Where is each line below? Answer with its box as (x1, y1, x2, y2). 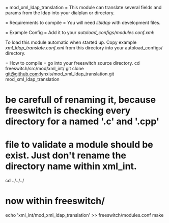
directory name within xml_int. (5, 160, 137, 172)
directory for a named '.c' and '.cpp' (5, 116, 159, 127)
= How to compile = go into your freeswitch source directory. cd (5, 60, 140, 66)
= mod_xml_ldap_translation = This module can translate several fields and (5, 5, 162, 10)
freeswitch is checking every (5, 105, 131, 117)
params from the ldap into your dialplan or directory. (5, 10, 115, 16)
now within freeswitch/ (5, 196, 105, 207)
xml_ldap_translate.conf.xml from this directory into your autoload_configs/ (5, 45, 163, 50)
